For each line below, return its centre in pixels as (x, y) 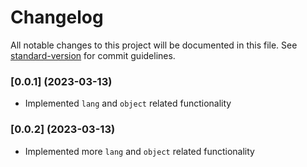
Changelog (57, 17)
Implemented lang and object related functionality (128, 103)
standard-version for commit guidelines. (93, 55)
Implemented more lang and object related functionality (139, 151)
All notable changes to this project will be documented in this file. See (154, 45)
